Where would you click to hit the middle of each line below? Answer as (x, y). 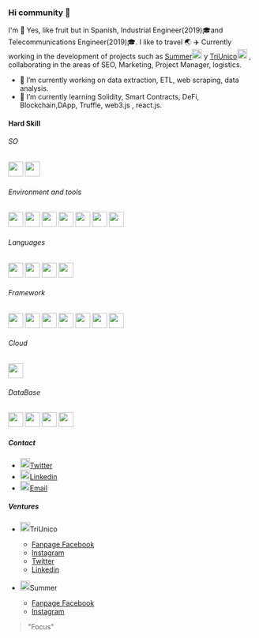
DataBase (24, 392)
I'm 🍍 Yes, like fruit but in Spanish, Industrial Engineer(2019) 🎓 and (116, 30)
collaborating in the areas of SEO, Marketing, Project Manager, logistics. (125, 65)
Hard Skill (24, 123)
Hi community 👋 (39, 13)
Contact (22, 442)
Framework (27, 293)
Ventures (24, 506)
